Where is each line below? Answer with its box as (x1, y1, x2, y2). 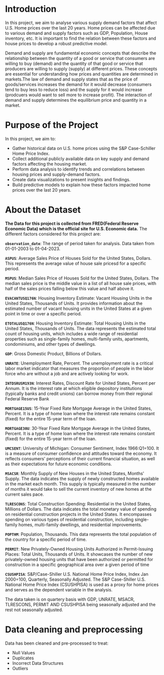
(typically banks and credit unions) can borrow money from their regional (5, 391, 153, 396)
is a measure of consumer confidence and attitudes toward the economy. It (5, 450, 157, 456)
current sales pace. (5, 491, 44, 497)
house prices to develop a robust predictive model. (5, 40, 108, 46)
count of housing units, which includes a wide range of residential (5, 331, 138, 337)
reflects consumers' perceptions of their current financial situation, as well (5, 455, 155, 461)
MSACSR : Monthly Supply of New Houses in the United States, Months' (5, 470, 144, 476)
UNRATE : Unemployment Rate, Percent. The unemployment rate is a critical (5, 360, 153, 366)
